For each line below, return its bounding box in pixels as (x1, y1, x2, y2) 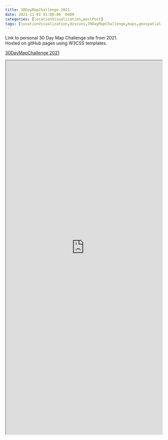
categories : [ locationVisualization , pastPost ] (5, 16, 103, 21)
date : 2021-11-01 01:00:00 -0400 (5, 12, 75, 17)
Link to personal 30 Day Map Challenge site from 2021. (5, 35, 118, 41)
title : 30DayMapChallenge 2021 (5, 7, 70, 12)
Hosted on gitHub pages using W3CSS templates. (5, 40, 107, 46)
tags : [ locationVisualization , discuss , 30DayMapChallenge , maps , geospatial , (5, 21, 164, 26)
